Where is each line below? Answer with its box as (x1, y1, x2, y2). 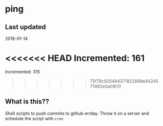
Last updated (5, 23, 46, 31)
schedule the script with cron (5, 115, 63, 121)
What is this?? (5, 97, 49, 106)
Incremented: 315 (5, 69, 40, 74)
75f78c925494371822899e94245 (90, 78, 159, 84)
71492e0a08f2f (90, 83, 121, 89)
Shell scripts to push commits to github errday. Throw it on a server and (5, 110, 149, 116)
